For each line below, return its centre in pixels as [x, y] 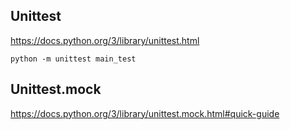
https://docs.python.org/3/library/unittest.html [105, 40]
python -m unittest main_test [73, 59]
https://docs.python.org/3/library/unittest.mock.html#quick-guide [145, 113]
